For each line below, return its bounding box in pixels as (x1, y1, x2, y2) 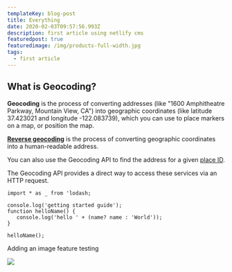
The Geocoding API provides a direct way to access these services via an (7, 169, 217, 177)
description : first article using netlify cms (7, 29, 144, 37)
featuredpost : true (7, 36, 64, 43)
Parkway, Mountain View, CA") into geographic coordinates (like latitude (7, 107, 213, 115)
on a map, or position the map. (7, 121, 95, 129)
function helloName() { (7, 208, 76, 215)
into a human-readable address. (7, 142, 99, 150)
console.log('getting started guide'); (7, 201, 123, 208)
